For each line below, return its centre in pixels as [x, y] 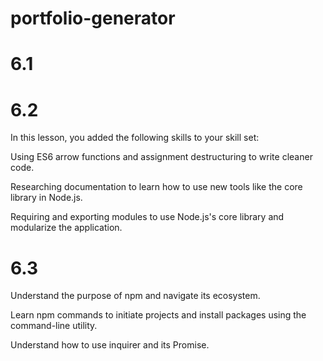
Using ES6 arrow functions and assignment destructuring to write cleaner [161, 157]
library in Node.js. [46, 198]
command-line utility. [54, 326]
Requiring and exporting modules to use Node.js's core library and [147, 217]
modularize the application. [66, 228]
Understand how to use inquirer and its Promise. [110, 345]
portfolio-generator [93, 18]
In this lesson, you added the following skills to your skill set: [135, 138]
